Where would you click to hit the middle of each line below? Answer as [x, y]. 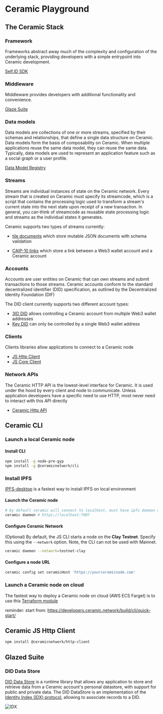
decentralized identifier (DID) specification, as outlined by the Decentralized [81, 289]
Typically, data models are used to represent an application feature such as [80, 153]
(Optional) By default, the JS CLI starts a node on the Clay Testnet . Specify [80, 537]
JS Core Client [26, 362]
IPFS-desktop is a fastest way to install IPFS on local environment [70, 489]
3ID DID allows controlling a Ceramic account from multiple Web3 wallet [84, 314]
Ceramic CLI [24, 426]
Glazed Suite [25, 657]
